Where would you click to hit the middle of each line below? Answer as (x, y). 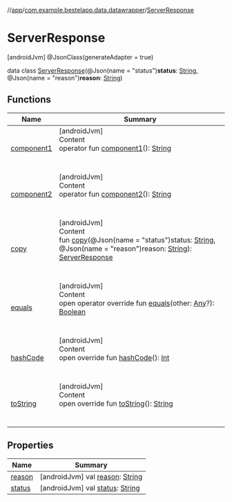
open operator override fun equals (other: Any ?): (136, 303)
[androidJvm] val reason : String (91, 476)
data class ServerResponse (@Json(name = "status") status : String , (103, 70)
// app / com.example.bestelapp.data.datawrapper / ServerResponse (101, 10)
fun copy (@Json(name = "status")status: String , (137, 240)
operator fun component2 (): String (115, 194)
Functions (29, 100)
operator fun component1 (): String (115, 148)
